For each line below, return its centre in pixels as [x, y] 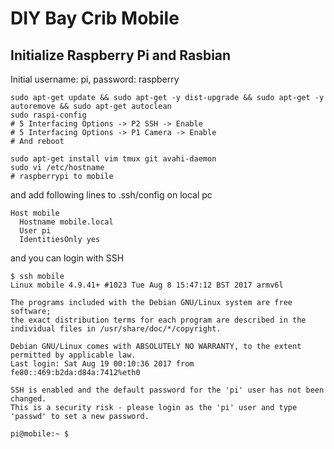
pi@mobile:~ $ [40, 434]
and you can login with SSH [67, 258]
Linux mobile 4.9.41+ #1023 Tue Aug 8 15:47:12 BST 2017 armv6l [147, 285]
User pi [35, 231]
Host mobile [35, 213]
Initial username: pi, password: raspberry [95, 79]
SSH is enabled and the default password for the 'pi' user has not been [167, 390]
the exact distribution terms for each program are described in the [158, 320]
